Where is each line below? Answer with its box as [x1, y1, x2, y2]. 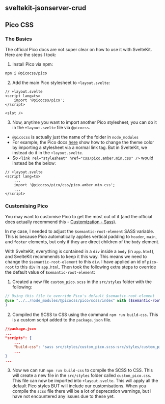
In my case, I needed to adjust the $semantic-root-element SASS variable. [5, 229, 155, 234]
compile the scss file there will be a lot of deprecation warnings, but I [12, 388, 152, 394]
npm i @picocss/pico [5, 71, 48, 76]
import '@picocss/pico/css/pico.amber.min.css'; [14, 182, 115, 187]
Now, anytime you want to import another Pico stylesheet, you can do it [12, 119, 157, 125]
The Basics [5, 35, 32, 42]
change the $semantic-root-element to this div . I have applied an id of [5, 259, 146, 265]
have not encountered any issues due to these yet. [12, 393, 115, 399]
